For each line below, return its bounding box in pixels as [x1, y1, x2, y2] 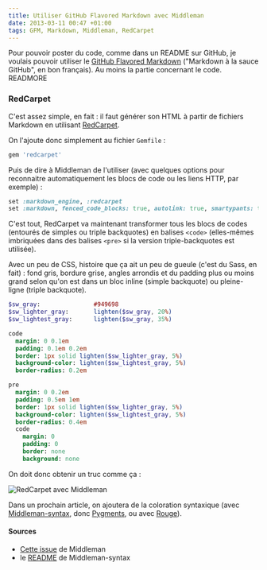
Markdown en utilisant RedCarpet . [8, 120, 120, 130]
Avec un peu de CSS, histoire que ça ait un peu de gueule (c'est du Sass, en [8, 260, 257, 269]
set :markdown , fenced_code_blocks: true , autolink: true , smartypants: [8, 204, 254, 213]
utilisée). [8, 244, 37, 254]
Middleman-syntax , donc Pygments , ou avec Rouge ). [8, 508, 183, 518]
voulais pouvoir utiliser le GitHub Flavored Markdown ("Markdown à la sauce [8, 56, 259, 66]
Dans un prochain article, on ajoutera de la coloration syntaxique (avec [8, 500, 240, 510]
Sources [8, 526, 37, 537]
